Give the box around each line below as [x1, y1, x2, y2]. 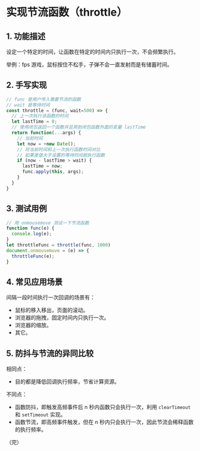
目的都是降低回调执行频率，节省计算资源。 [14, 378, 120, 385]
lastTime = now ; [21, 163, 63, 169]
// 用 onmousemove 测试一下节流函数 [6, 220, 90, 226]
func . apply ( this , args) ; [21, 169, 84, 175]
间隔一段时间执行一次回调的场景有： [6, 294, 96, 301]
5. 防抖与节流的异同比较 [6, 348, 94, 358]
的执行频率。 [14, 426, 47, 433]
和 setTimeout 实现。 [14, 411, 66, 418]
